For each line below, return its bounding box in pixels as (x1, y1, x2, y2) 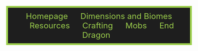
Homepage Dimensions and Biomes (25, 11, 173, 21)
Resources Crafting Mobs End (29, 20, 174, 31)
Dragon (82, 30, 111, 40)
